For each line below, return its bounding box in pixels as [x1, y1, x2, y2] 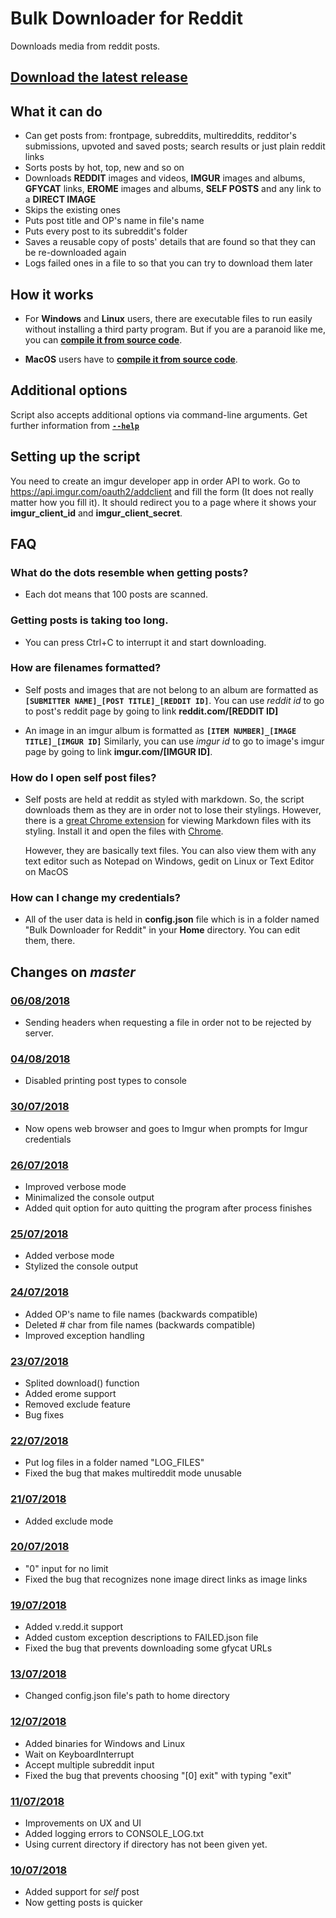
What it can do [10, 103, 103, 120]
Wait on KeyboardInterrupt [24, 1748, 135, 1760]
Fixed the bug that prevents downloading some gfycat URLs [24, 1642, 273, 1654]
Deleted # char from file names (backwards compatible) [24, 1318, 256, 1331]
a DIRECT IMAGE [24, 193, 97, 206]
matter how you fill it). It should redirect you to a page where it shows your [10, 496, 317, 508]
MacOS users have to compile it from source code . [24, 353, 238, 365]
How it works [10, 286, 94, 303]
